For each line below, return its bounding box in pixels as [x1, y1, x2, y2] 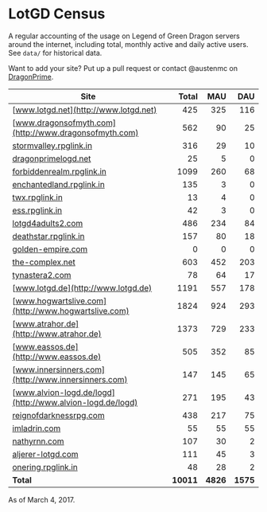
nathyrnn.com [12, 436, 65, 447]
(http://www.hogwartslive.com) [12, 305, 130, 316]
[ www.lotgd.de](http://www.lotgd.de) [12, 282, 153, 293]
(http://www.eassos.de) [12, 351, 102, 362]
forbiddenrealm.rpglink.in [12, 166, 107, 177]
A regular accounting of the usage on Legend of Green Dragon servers [8, 31, 240, 41]
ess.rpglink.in [12, 205, 63, 216]
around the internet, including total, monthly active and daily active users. [8, 39, 249, 49]
